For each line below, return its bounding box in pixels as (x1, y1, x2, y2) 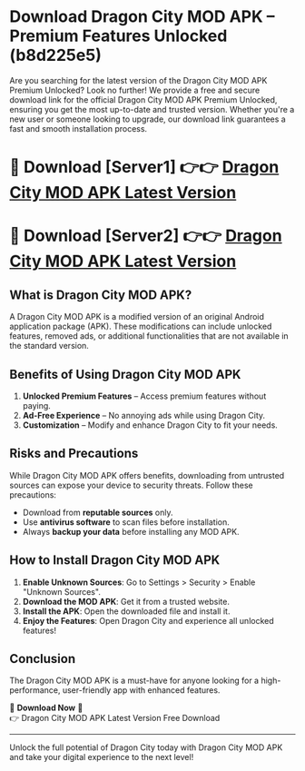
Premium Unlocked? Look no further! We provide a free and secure (9, 84, 261, 95)
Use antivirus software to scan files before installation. (22, 516, 230, 528)
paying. (22, 400, 52, 410)
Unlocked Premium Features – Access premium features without (22, 390, 267, 401)
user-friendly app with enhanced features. (62, 685, 221, 696)
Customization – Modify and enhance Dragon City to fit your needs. (22, 420, 279, 430)
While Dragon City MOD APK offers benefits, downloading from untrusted (9, 470, 285, 480)
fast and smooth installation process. (9, 123, 148, 133)
